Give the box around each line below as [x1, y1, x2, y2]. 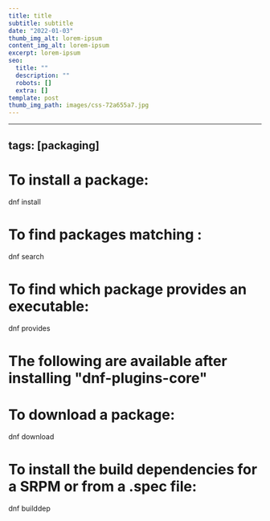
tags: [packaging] [8, 138, 100, 153]
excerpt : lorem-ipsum [8, 49, 81, 57]
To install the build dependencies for [8, 460, 258, 478]
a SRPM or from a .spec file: [8, 477, 197, 495]
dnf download [8, 432, 55, 442]
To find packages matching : [8, 226, 202, 243]
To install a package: [8, 170, 149, 189]
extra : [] [15, 86, 48, 95]
